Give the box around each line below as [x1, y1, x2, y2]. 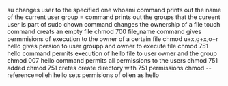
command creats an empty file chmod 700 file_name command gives [7, 27, 202, 35]
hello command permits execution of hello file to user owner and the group [7, 49, 217, 57]
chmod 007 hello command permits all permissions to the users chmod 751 [7, 57, 218, 64]
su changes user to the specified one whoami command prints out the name [7, 6, 222, 14]
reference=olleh [7, 71, 53, 79]
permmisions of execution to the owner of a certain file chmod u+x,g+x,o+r [7, 35, 218, 43]
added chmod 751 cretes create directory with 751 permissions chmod [7, 64, 205, 72]
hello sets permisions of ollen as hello [53, 71, 159, 79]
